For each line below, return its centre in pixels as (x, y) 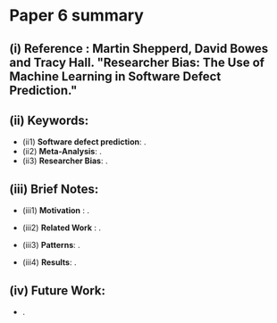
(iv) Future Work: (57, 290)
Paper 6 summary (77, 16)
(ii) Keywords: (49, 120)
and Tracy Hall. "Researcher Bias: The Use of (137, 62)
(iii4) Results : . (49, 262)
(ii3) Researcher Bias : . (65, 161)
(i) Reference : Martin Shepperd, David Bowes (139, 49)
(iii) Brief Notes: (54, 189)
